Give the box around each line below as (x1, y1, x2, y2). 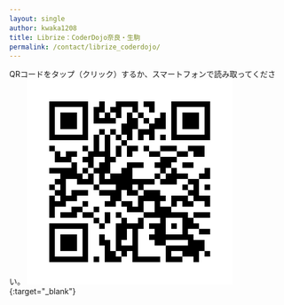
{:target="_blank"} (9, 286, 76, 297)
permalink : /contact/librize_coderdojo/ (9, 43, 162, 51)
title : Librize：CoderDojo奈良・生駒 (9, 33, 141, 42)
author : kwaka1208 (9, 23, 77, 33)
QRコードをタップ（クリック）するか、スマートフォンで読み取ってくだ (9, 69, 268, 80)
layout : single (9, 14, 66, 23)
